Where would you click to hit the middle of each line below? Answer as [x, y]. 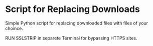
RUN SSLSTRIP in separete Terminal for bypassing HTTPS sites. [71, 38]
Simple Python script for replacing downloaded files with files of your [77, 23]
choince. [14, 28]
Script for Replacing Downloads [73, 9]
